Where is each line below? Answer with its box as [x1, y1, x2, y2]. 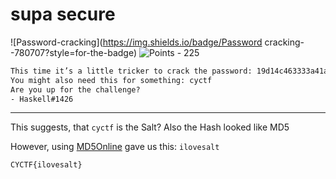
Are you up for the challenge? [10, 84, 141, 95]
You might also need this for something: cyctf [10, 75, 213, 85]
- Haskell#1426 [10, 94, 74, 104]
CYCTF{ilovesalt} [10, 160, 83, 170]
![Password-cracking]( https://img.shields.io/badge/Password [10, 36, 263, 48]
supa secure [10, 3, 116, 26]
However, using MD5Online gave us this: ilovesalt [10, 141, 220, 153]
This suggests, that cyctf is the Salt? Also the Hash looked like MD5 [10, 121, 290, 133]
